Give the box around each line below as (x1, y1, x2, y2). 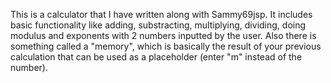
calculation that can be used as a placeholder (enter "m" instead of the (10, 51, 303, 63)
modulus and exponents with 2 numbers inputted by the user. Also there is (10, 30, 317, 41)
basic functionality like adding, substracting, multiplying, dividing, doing (10, 19, 307, 31)
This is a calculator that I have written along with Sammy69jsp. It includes (10, 9, 313, 20)
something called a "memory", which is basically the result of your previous (10, 40, 322, 52)
